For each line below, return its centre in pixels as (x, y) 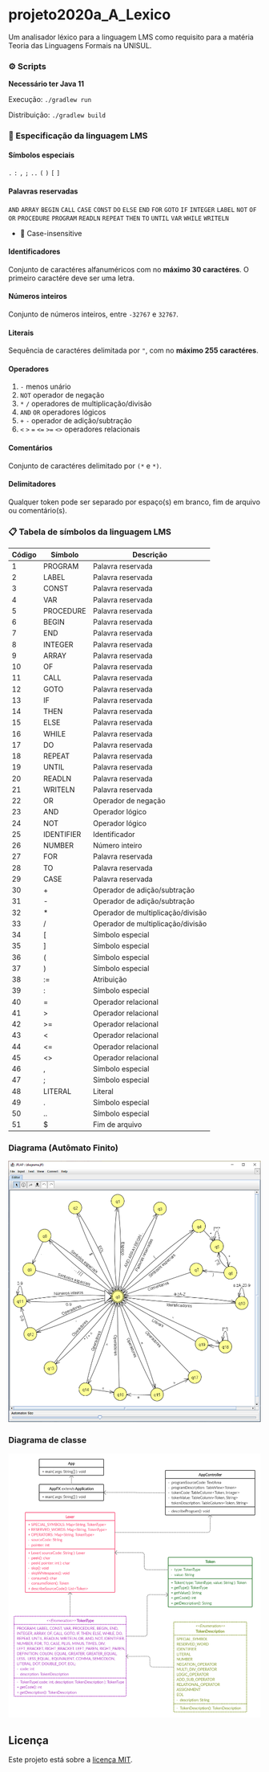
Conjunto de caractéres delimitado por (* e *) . (85, 465)
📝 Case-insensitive (51, 233)
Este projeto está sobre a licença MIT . (71, 1760)
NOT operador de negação (62, 395)
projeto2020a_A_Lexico (90, 15)
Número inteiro (118, 846)
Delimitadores (32, 484)
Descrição (150, 554)
